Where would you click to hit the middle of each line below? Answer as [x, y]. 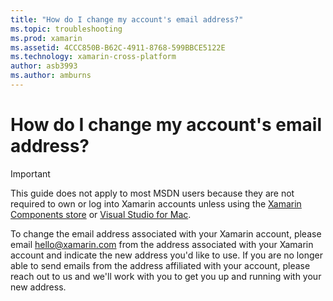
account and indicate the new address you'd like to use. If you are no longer [166, 255]
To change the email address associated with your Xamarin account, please [166, 233]
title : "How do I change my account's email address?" [127, 19]
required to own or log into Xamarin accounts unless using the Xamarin [156, 203]
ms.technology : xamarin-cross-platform [93, 57]
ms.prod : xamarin [46, 38]
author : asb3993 [44, 66]
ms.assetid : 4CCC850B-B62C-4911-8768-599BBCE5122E [118, 47]
